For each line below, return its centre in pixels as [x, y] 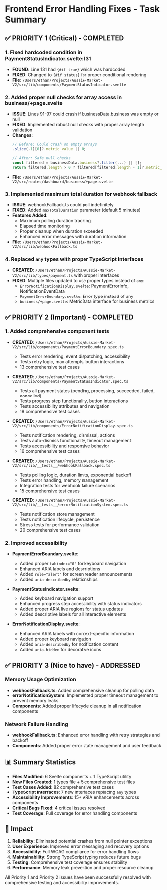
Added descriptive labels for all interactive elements [73, 614]
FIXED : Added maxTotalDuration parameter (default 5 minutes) [76, 210]
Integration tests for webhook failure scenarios [68, 485]
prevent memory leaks [35, 700]
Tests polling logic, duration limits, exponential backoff [76, 475]
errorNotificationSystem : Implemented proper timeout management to [85, 695]
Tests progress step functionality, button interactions [74, 401]
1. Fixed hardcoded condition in [43, 52]
